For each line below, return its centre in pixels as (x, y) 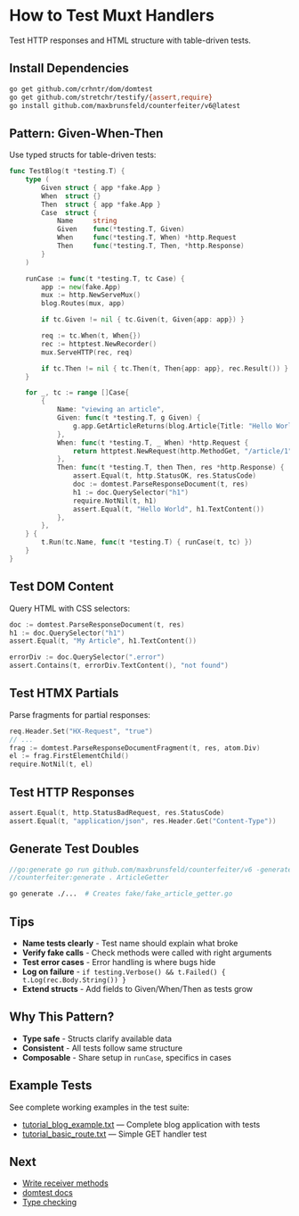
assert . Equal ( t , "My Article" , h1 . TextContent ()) (103, 641)
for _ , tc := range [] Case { (77, 393)
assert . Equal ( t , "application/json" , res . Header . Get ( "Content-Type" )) (143, 821)
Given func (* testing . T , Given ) (121, 229)
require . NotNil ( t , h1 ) (115, 501)
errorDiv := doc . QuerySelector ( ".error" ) (87, 657)
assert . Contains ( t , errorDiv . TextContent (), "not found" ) (119, 666)
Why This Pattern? (62, 1017)
